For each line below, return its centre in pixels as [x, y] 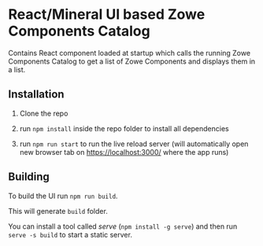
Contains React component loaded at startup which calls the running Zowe [129, 53]
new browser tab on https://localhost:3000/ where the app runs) [124, 152]
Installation [36, 95]
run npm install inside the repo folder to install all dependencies [124, 128]
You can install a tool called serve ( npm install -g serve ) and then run [123, 226]
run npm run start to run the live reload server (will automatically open [134, 144]
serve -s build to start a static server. [70, 234]
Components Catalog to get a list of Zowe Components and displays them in [132, 61]
